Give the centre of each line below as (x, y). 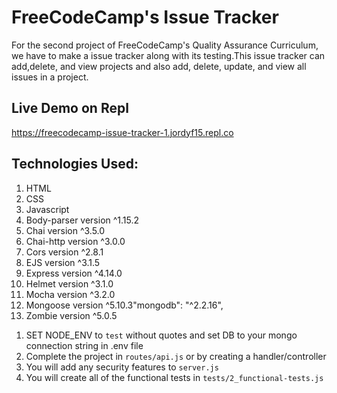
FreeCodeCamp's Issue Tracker (145, 17)
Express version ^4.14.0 (74, 273)
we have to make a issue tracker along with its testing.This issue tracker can (168, 55)
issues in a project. (50, 77)
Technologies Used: (75, 164)
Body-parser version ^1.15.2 (82, 220)
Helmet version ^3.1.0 (69, 283)
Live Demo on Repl (70, 108)
